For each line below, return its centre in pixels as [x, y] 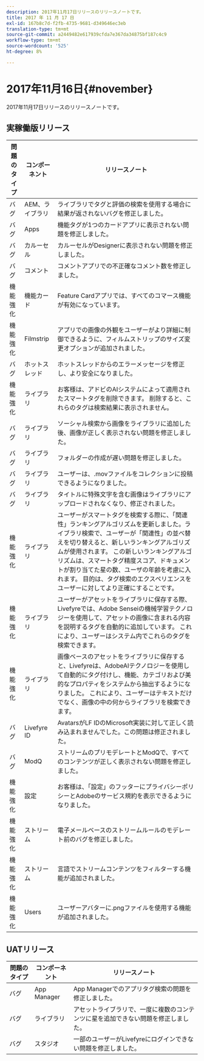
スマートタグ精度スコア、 [124, 560]
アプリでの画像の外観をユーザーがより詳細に [121, 330]
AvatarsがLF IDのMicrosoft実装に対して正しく [122, 722]
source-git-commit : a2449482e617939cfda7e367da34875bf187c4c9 [87, 35]
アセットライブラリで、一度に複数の [125, 1010]
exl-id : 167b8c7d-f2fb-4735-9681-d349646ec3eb [66, 23]
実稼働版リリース [38, 128]
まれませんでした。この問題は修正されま [127, 731]
